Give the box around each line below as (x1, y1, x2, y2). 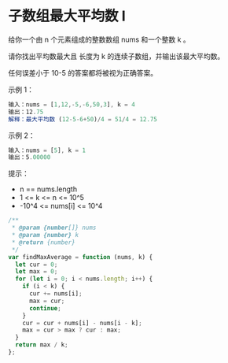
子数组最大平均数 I (8, 7, 126, 25)
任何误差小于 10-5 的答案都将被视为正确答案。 (8, 68, 158, 77)
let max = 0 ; (15, 268, 58, 276)
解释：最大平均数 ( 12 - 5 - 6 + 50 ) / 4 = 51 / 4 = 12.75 (8, 115, 157, 123)
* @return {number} (11, 238, 76, 246)
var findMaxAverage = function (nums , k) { (8, 253, 153, 261)
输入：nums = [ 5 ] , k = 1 (8, 146, 86, 154)
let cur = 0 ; (15, 261, 58, 269)
